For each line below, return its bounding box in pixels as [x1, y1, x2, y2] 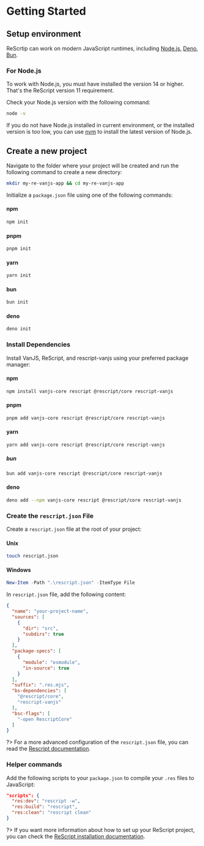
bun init [6, 299, 29, 305]
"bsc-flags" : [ [12, 710, 51, 717]
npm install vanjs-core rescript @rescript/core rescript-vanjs [6, 388, 173, 395]
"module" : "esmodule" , [22, 659, 81, 665]
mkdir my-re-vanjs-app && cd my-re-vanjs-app [6, 180, 124, 186]
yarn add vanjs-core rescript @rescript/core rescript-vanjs [6, 442, 166, 448]
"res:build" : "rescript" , [12, 804, 78, 810]
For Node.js [6, 66, 42, 75]
